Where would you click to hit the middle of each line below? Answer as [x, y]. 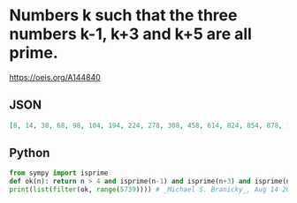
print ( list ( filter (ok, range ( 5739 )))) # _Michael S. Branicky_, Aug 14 [144, 190]
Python [30, 153]
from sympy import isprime [59, 173]
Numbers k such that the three [123, 15]
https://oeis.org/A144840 [55, 77]
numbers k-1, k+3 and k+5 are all [130, 34]
